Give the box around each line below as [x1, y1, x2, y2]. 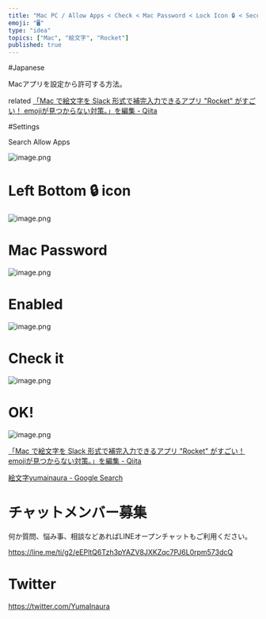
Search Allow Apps [8, 137, 70, 147]
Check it [8, 350, 65, 367]
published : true [8, 41, 62, 49]
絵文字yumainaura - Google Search [8, 473, 123, 483]
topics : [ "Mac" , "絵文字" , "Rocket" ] [8, 33, 129, 42]
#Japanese [8, 63, 45, 72]
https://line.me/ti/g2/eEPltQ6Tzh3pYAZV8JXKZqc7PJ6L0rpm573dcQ [8, 547, 234, 556]
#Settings [8, 122, 40, 132]
